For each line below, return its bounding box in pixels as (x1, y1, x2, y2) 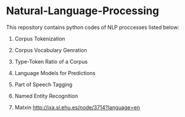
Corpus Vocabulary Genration (14, 46, 87, 54)
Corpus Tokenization (14, 35, 65, 42)
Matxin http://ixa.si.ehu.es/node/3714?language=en (14, 103, 140, 110)
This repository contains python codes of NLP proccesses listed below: (6, 24, 180, 31)
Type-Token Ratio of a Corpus (14, 58, 88, 65)
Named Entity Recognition (14, 92, 78, 99)
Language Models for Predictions (14, 69, 96, 76)
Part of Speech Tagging (14, 81, 72, 88)
